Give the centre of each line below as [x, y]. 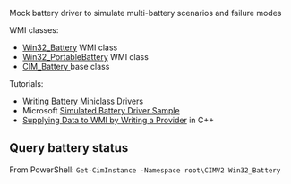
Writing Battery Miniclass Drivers [83, 101]
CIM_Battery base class [66, 67]
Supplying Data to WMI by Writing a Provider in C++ [118, 120]
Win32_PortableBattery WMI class [86, 57]
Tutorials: [26, 84]
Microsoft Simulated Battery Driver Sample [101, 110]
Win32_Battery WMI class [70, 47]
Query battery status [69, 148]
